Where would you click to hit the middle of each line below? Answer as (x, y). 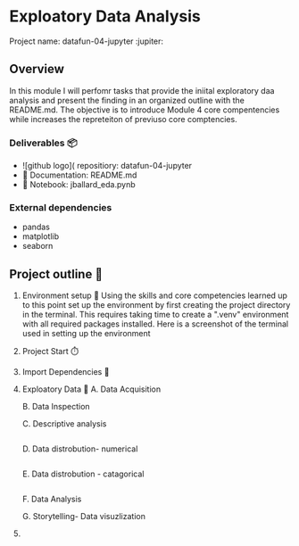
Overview (37, 69)
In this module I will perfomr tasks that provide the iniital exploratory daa (142, 90)
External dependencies (61, 207)
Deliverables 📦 (43, 143)
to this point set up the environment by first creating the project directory (156, 305)
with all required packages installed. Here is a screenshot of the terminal (155, 324)
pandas (36, 227)
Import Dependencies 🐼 (66, 372)
